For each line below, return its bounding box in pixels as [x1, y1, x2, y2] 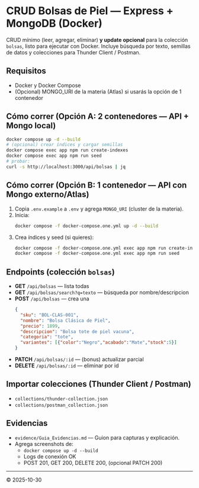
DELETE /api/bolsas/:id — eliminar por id [14, 362, 119, 369]
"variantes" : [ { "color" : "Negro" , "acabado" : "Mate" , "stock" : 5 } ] [20, 340, 177, 345]
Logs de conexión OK [23, 453, 76, 460]
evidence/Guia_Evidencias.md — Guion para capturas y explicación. [14, 434, 179, 441]
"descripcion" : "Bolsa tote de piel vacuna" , [20, 328, 135, 335]
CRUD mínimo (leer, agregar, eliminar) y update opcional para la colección [6, 36, 188, 43]
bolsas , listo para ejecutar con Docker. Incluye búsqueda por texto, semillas [6, 43, 191, 50]
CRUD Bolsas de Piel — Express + [6, 4, 174, 18]
